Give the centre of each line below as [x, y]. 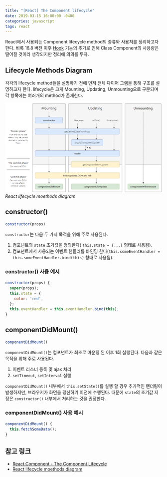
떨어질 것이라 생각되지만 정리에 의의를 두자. [47, 54]
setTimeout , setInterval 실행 [42, 375]
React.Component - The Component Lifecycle [60, 464]
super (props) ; [24, 288]
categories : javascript [30, 21]
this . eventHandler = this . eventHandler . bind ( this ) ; [65, 309]
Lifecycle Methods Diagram [49, 70]
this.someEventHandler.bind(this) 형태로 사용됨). [63, 257]
